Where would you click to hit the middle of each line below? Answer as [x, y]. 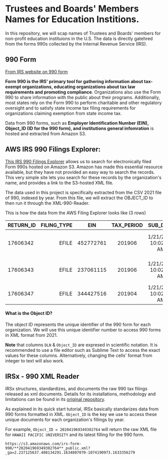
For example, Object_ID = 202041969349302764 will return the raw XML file [81, 429]
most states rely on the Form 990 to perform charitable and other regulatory [83, 103]
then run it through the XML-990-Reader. [47, 203]
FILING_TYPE [56, 225]
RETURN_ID [22, 225]
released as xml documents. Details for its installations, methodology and [80, 394]
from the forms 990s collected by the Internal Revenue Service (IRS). [76, 44]
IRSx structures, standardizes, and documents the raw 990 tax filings [76, 388]
